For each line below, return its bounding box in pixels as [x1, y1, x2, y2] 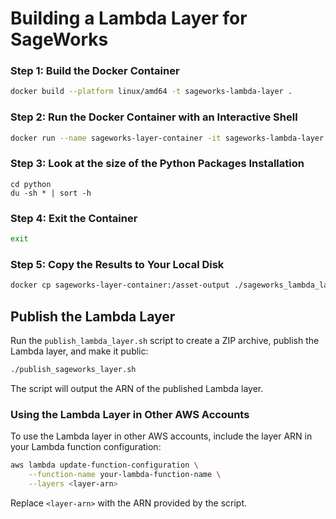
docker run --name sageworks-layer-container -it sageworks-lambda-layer [10, 133, 325, 143]
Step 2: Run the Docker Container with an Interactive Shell [10, 110, 298, 124]
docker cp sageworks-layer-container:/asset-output [10, 280, 230, 291]
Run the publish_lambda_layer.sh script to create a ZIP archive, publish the [10, 334, 320, 346]
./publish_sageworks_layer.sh [10, 364, 137, 374]
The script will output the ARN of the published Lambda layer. [10, 382, 264, 394]
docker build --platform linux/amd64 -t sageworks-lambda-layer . [10, 87, 293, 97]
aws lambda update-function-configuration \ [10, 460, 199, 471]
